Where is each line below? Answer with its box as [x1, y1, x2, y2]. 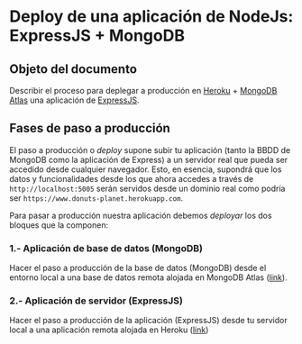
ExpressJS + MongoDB [9, 25, 185, 46]
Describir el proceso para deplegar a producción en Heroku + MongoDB [9, 86, 278, 95]
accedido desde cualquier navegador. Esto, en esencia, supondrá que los [9, 164, 282, 175]
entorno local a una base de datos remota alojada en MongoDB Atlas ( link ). [9, 272, 288, 283]
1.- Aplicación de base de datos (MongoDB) [9, 241, 203, 254]
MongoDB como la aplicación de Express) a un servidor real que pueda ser [9, 154, 288, 165]
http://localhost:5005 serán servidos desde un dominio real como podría [9, 183, 286, 194]
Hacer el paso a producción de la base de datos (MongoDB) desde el [9, 263, 267, 274]
